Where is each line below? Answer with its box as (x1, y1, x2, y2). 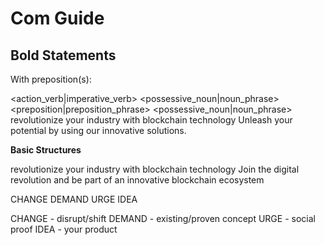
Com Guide (10, 7, 105, 30)
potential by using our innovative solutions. (10, 125, 187, 136)
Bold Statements (10, 47, 117, 64)
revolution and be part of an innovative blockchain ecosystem (10, 174, 265, 186)
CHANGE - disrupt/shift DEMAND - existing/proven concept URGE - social (10, 213, 316, 224)
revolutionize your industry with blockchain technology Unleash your (10, 114, 293, 126)
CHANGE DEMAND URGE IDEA (10, 193, 138, 205)
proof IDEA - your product (10, 223, 118, 235)
